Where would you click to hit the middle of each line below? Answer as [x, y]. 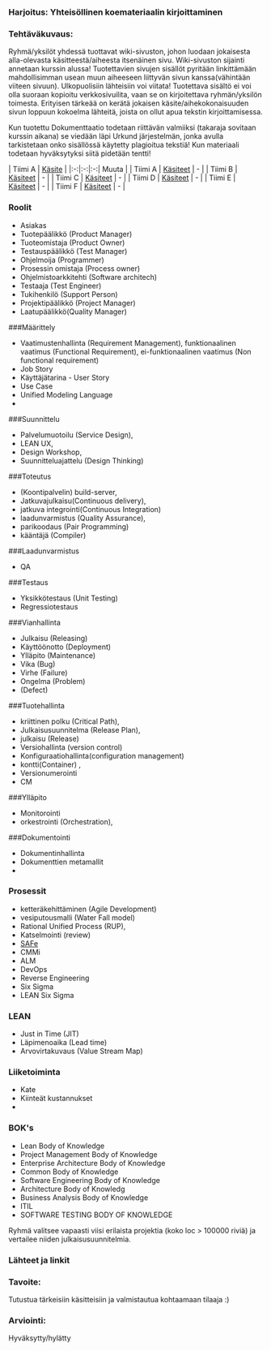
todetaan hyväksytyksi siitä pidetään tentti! [80, 153]
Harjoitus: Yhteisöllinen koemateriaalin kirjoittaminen [116, 12]
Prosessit [28, 891]
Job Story [36, 368]
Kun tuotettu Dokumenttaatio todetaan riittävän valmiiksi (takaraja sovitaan [132, 127]
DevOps [34, 969]
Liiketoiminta [34, 1072]
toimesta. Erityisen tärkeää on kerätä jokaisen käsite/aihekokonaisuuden [129, 103]
